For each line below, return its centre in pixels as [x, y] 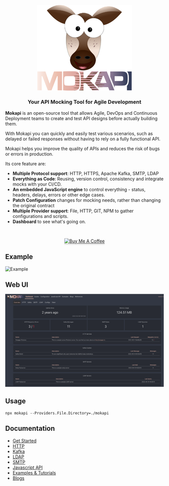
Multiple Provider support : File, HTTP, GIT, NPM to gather [73, 211]
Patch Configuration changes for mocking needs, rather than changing [87, 200]
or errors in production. [29, 154]
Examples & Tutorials [34, 472]
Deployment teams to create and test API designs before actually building [81, 118]
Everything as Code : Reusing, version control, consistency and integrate [88, 179]
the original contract [33, 205]
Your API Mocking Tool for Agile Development [84, 102]
